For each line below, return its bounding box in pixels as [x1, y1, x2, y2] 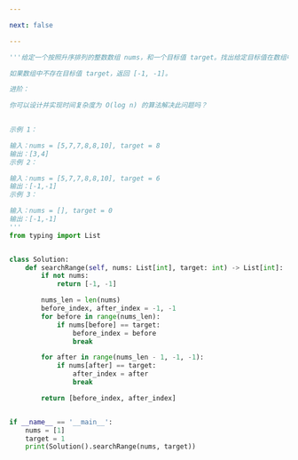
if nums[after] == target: [56, 361, 157, 370]
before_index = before [72, 329, 157, 337]
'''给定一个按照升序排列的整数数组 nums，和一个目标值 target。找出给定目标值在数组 [9, 52, 286, 62]
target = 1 [25, 434, 66, 443]
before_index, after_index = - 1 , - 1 [41, 304, 176, 313]
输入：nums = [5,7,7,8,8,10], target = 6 [9, 174, 161, 183]
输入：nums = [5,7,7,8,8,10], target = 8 [9, 141, 161, 150]
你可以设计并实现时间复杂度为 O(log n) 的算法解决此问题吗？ [9, 101, 208, 110]
